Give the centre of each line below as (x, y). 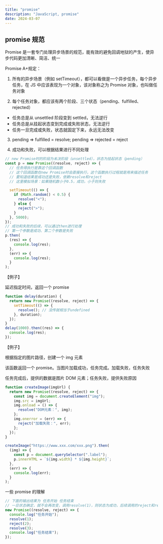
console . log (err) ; (32, 473)
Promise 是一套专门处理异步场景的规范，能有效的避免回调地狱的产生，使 (78, 52)
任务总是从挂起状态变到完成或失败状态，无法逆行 (61, 124)
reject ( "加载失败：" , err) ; (44, 423)
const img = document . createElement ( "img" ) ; (59, 396)
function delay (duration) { (33, 297)
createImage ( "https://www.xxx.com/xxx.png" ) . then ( (57, 446)
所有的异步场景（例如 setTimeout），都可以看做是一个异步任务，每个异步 (84, 79)
